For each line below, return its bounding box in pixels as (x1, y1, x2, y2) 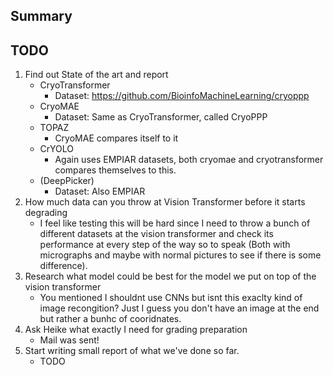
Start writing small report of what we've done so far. (24, 345, 240, 357)
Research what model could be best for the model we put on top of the (24, 270, 317, 283)
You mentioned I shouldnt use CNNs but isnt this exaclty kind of (39, 292, 303, 304)
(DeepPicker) (39, 175, 95, 187)
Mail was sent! (39, 334, 100, 346)
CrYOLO (39, 143, 75, 155)
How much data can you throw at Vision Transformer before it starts (24, 196, 306, 208)
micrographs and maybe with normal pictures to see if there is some (39, 249, 322, 261)
